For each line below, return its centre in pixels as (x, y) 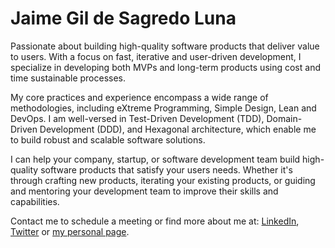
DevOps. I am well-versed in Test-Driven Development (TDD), (137, 118)
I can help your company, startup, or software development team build (155, 159)
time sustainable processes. (68, 78)
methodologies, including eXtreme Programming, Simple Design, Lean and (163, 108)
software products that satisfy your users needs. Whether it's (166, 169)
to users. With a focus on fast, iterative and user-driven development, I (156, 56)
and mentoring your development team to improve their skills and (144, 191)
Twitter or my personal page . (70, 231)
